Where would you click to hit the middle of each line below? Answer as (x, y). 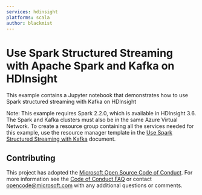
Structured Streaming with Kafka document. (61, 139)
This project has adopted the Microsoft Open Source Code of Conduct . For (99, 173)
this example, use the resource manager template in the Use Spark (90, 133)
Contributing (31, 158)
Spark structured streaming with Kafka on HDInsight (71, 102)
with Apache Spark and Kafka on (90, 66)
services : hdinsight (32, 12)
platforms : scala (28, 18)
